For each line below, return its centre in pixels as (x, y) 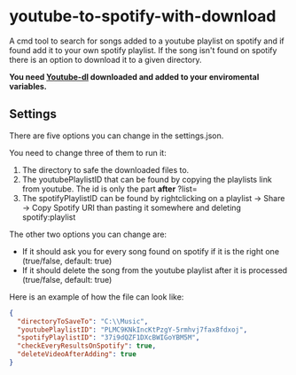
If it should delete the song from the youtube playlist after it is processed (155, 270)
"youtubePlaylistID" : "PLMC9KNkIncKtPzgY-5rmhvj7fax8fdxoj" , (132, 330)
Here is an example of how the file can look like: (97, 297)
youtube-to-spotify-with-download (143, 16)
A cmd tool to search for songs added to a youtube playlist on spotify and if (147, 41)
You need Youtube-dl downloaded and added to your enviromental (134, 76)
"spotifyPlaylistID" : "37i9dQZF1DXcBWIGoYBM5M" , (109, 338)
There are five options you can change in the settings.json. (117, 136)
